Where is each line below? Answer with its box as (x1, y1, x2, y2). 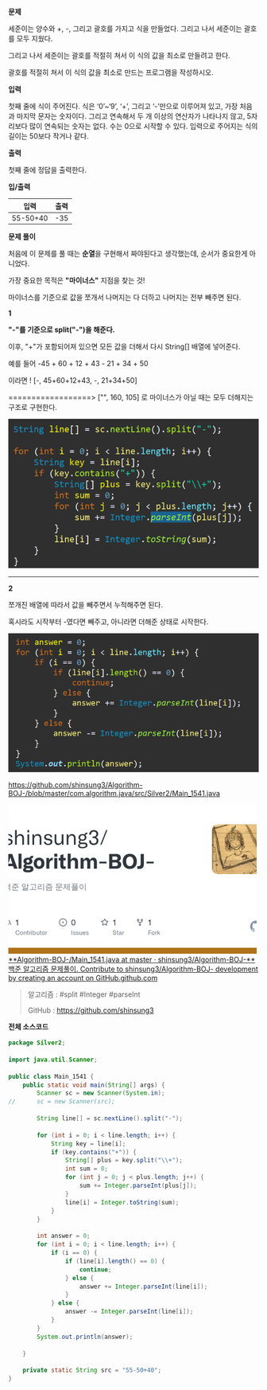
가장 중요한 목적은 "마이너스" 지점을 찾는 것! (8, 275, 145, 285)
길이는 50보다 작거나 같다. (8, 131, 89, 141)
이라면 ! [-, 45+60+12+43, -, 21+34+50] (8, 376, 137, 385)
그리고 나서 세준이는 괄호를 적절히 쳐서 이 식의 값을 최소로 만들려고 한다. (8, 51, 230, 60)
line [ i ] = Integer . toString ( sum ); (64, 1198, 180, 1206)
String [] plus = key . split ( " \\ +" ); (64, 1157, 183, 1165)
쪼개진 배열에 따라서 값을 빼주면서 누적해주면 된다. (8, 599, 164, 609)
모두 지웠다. (16, 34, 53, 43)
